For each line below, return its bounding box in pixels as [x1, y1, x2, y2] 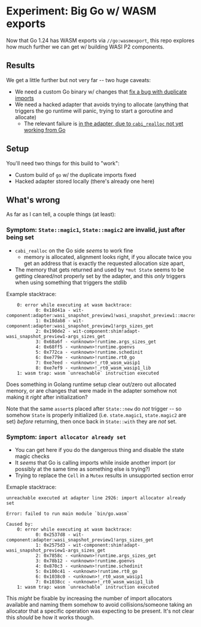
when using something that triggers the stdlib [14, 279, 127, 286]
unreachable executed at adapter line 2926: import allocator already [6, 495, 186, 501]
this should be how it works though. [6, 613, 95, 621]
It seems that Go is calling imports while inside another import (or [14, 459, 176, 466]
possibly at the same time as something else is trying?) [14, 465, 151, 472]
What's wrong [6, 195, 60, 205]
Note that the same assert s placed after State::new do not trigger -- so [6, 405, 182, 412]
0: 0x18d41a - [35, 307, 71, 313]
